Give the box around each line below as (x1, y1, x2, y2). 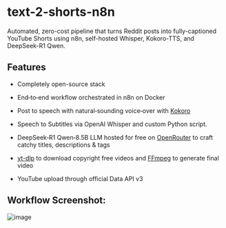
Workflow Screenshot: (7, 194, 106, 207)
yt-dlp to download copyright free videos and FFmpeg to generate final (17, 154, 219, 162)
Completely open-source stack (17, 80, 105, 88)
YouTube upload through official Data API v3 (17, 174, 143, 183)
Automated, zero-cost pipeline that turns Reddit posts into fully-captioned (7, 27, 217, 35)
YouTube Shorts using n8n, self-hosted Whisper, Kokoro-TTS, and (7, 34, 195, 42)
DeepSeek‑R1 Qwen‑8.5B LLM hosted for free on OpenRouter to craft (17, 133, 214, 141)
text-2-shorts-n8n (7, 4, 115, 20)
